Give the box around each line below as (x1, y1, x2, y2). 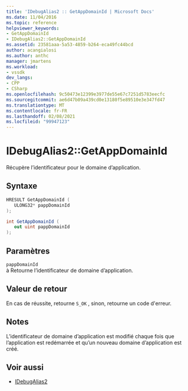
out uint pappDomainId (14, 224, 70, 230)
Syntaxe (6, 181, 37, 191)
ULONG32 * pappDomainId (14, 202, 70, 208)
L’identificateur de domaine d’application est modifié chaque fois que (6, 332, 174, 339)
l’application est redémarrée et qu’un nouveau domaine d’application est (6, 339, 182, 346)
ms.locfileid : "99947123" (6, 119, 70, 125)
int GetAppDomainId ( (6, 219, 60, 225)
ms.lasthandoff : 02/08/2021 (6, 113, 76, 119)
